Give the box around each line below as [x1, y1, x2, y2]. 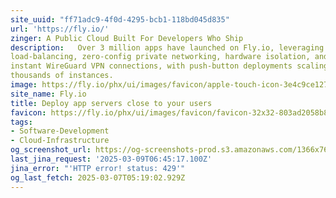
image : [10, 80, 38, 90]
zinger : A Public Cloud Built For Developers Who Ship [10, 33, 244, 43]
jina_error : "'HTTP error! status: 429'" [10, 163, 186, 173]
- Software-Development [10, 126, 110, 136]
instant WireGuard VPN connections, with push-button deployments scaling [10, 61, 329, 71]
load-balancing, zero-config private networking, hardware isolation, [10, 52, 311, 62]
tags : [10, 117, 33, 127]
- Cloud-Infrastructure [10, 136, 110, 146]
